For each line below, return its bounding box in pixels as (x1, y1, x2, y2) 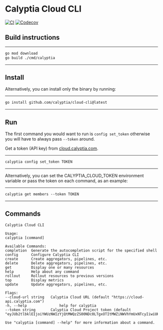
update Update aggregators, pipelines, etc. (5, 282, 108, 287)
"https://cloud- (111, 295, 145, 299)
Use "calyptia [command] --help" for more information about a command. (5, 320, 155, 325)
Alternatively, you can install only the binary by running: (5, 86, 116, 92)
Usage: (5, 231, 18, 236)
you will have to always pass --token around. (5, 136, 95, 141)
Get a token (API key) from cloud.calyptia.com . (5, 145, 98, 151)
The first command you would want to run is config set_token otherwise (5, 131, 150, 137)
